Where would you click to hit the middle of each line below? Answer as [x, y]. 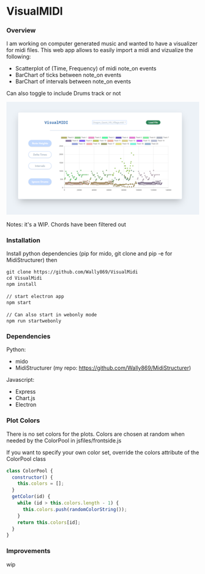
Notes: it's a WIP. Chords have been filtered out [66, 224]
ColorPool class [26, 459]
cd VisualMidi [24, 278]
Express [25, 392]
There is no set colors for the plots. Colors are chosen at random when [95, 434]
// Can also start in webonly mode [52, 315]
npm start [19, 303]
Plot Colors [23, 420]
